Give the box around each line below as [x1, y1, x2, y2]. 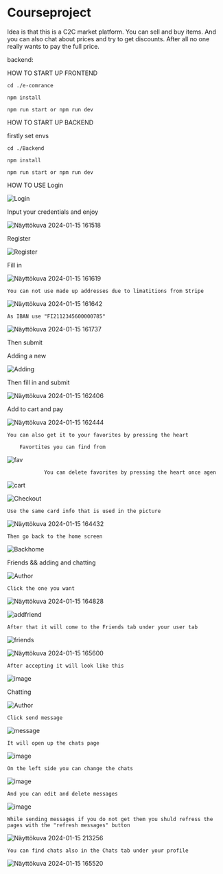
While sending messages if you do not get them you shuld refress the [7, 816, 213, 822]
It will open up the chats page [7, 739, 99, 747]
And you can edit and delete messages [7, 790, 118, 797]
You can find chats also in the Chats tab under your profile [7, 847, 189, 854]
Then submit [7, 338, 43, 347]
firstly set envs [7, 131, 49, 140]
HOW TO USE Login [7, 181, 64, 189]
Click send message [7, 714, 63, 721]
